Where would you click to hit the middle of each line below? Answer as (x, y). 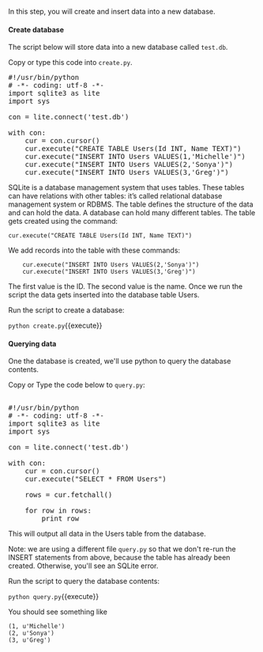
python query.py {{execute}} (54, 597)
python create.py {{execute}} (55, 326)
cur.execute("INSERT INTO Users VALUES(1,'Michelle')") (135, 157)
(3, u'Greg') (30, 640)
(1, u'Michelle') (37, 627)
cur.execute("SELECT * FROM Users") (96, 479)
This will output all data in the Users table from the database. (107, 534)
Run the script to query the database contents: (84, 582)
